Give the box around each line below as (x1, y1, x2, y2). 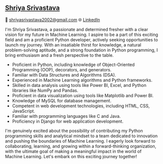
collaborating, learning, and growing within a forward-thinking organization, (5, 143, 157, 149)
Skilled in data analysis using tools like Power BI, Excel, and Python (12, 82, 147, 88)
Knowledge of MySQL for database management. (12, 98, 112, 103)
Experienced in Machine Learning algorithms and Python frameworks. (12, 77, 152, 83)
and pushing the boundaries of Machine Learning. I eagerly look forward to (5, 138, 156, 144)
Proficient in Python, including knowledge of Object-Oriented (12, 62, 135, 67)
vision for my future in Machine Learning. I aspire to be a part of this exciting (5, 32, 158, 37)
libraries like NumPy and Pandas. (12, 87, 79, 93)
